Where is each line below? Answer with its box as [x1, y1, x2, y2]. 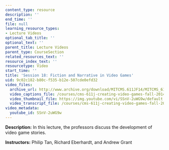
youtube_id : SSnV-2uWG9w [10, 110, 62, 116]
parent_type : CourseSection [5, 49, 64, 54]
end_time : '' [5, 17, 33, 22]
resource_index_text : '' [5, 59, 57, 64]
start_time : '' [5, 68, 37, 73]
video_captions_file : [10, 92, 55, 97]
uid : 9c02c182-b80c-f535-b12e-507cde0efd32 [5, 78, 98, 83]
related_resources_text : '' [5, 54, 64, 59]
